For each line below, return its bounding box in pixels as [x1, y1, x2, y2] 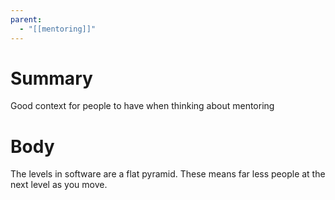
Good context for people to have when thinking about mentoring [10, 100, 275, 112]
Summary [10, 67, 93, 90]
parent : [10, 14, 43, 25]
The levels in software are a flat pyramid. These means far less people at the [10, 168, 326, 180]
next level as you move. [10, 179, 108, 191]
